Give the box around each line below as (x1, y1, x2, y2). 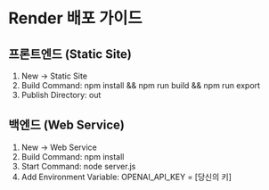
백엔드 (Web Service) (8, 118, 126, 133)
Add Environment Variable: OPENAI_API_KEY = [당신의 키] (20, 171, 232, 182)
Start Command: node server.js (20, 161, 136, 171)
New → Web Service (20, 142, 97, 153)
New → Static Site (20, 70, 88, 81)
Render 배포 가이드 (8, 8, 143, 29)
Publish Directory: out (20, 90, 102, 100)
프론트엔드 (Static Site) (8, 46, 133, 62)
